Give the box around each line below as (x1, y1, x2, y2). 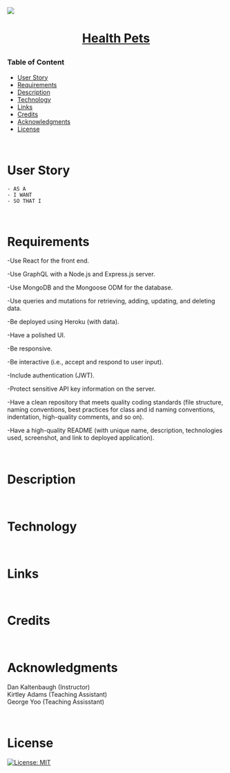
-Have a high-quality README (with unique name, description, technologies (7, 426, 223, 435)
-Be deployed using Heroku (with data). (7, 318, 119, 326)
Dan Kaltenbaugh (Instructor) (7, 683, 90, 691)
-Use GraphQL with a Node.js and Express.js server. (7, 270, 155, 278)
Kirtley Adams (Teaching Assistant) (7, 691, 108, 699)
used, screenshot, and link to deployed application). (7, 434, 155, 442)
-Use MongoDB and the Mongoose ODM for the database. (7, 283, 173, 292)
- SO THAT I (7, 197, 41, 204)
